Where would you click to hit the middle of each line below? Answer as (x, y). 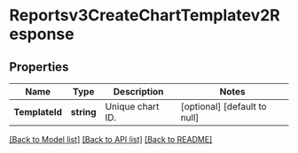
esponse (42, 34)
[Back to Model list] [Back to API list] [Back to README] (111, 139)
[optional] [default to (224, 107)
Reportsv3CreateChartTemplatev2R (145, 15)
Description (138, 92)
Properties (39, 67)
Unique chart (132, 107)
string (83, 112)
